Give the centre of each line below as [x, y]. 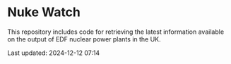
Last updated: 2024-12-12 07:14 [54, 53]
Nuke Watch [44, 12]
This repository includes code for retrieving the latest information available [116, 32]
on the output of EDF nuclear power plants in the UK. [84, 39]
